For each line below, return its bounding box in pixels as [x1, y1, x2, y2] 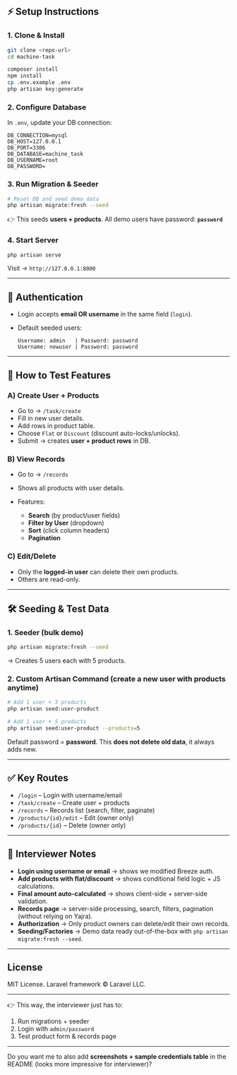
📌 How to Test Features [7, 369, 111, 381]
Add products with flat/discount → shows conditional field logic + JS [17, 874, 221, 883]
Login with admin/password [17, 1025, 95, 1033]
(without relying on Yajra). [17, 912, 93, 920]
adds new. [7, 744, 37, 754]
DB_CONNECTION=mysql [7, 132, 68, 139]
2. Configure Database [7, 102, 87, 112]
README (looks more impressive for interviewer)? [7, 1060, 152, 1069]
